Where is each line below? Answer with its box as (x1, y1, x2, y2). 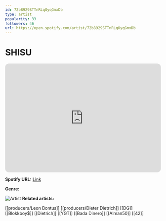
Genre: (5, 186, 20, 192)
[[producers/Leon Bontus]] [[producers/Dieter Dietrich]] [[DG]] (5, 205, 133, 211)
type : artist (5, 12, 32, 17)
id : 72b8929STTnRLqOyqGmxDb (5, 7, 63, 12)
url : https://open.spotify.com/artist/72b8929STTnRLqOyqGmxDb (5, 26, 136, 31)
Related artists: (22, 196, 54, 202)
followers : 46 (5, 21, 35, 26)
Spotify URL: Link (5, 177, 41, 182)
